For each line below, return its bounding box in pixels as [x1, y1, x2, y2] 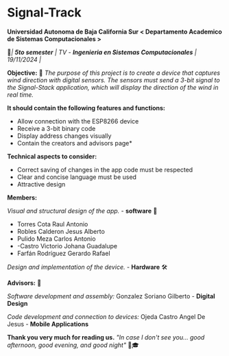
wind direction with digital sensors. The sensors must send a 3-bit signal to [7, 75, 221, 84]
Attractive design [16, 180, 66, 188]
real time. [7, 91, 34, 99]
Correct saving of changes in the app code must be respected [16, 165, 193, 174]
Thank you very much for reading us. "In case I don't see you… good [7, 333, 205, 341]
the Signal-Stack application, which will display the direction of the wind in [7, 83, 219, 91]
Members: [7, 193, 38, 202]
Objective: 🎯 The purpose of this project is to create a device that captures [7, 69, 221, 77]
